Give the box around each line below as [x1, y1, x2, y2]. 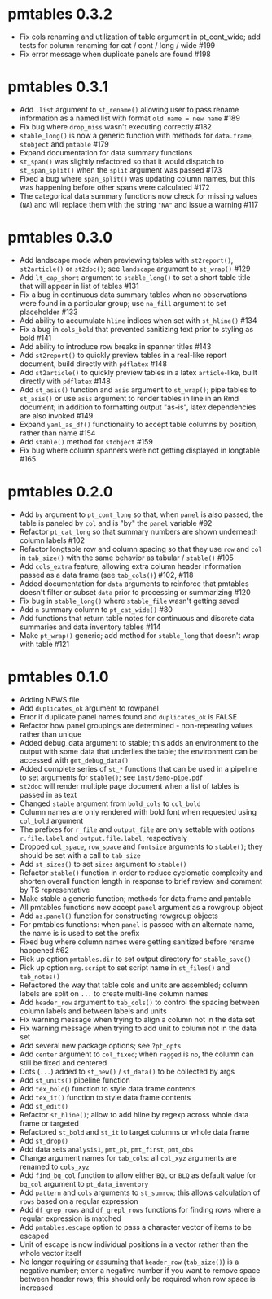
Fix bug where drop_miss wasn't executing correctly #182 [19, 121, 213, 131]
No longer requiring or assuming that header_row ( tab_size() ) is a [19, 1257, 239, 1266]
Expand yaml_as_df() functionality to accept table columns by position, [19, 419, 258, 429]
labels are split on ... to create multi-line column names [19, 988, 208, 998]
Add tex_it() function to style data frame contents [19, 1092, 191, 1102]
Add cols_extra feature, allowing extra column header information [19, 561, 242, 571]
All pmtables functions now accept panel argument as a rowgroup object [19, 902, 264, 912]
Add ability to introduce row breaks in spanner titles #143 [19, 341, 212, 351]
